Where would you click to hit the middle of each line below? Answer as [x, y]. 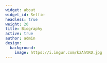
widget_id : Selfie [25, 15]
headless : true [22, 19]
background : [23, 48]
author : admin [21, 39]
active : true [19, 34]
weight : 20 [17, 24]
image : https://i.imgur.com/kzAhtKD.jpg [58, 52]
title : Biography [24, 29]
